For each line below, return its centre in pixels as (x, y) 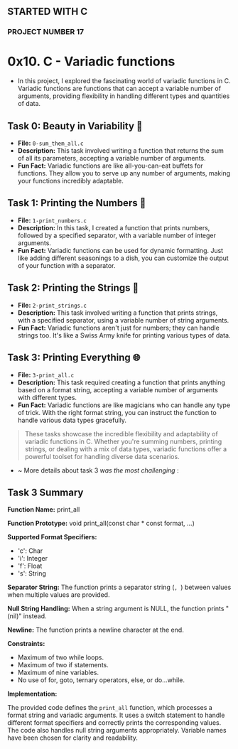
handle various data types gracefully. (72, 420)
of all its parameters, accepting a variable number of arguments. (112, 158)
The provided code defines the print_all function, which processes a (110, 708)
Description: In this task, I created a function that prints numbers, (114, 227)
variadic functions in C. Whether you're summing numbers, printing (123, 441)
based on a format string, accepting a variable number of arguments (118, 389)
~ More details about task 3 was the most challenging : (98, 470)
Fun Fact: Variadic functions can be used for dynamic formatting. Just (120, 250)
